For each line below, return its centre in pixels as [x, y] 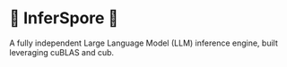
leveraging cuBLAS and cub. [62, 52]
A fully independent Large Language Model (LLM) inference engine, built [143, 43]
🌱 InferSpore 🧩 [64, 18]
